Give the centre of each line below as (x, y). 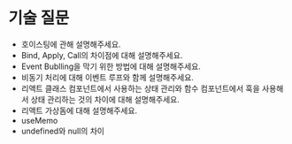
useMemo (39, 120)
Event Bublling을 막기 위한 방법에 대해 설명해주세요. (111, 66)
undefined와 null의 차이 (63, 131)
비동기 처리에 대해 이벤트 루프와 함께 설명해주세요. (107, 77)
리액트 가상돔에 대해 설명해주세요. (79, 110)
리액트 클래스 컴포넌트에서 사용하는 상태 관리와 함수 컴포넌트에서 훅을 (140, 88)
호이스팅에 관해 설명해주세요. (71, 44)
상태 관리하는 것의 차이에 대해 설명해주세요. (105, 99)
